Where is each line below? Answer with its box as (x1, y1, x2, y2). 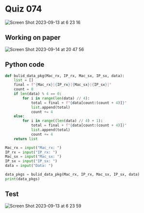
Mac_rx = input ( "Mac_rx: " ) (5, 145, 62, 150)
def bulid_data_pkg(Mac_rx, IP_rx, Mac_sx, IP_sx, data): (5, 73, 125, 78)
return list (14, 136, 38, 141)
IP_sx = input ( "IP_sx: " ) (5, 159, 57, 164)
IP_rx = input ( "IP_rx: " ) (5, 149, 57, 155)
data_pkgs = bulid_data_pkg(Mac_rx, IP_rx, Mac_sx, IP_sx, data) (5, 172, 140, 177)
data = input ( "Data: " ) (5, 164, 53, 168)
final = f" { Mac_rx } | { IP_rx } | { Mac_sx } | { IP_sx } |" (14, 82, 112, 87)
